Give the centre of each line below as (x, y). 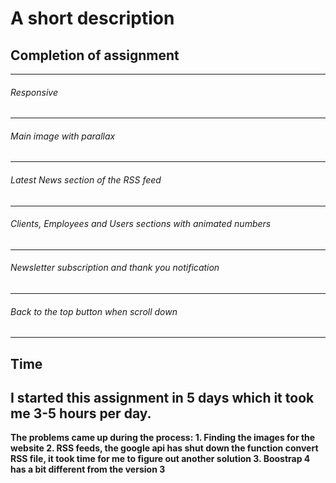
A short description (92, 18)
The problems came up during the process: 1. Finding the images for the (163, 438)
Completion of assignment (95, 55)
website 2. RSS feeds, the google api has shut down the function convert (164, 448)
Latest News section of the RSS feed (86, 180)
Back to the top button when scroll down (94, 311)
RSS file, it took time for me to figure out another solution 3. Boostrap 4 (160, 459)
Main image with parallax (63, 136)
